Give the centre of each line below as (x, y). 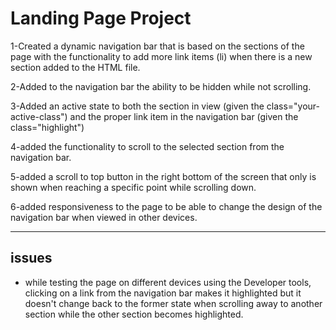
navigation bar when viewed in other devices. (104, 217)
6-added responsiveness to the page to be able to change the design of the (166, 206)
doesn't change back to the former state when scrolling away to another (173, 303)
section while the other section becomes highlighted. (134, 314)
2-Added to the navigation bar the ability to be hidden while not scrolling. (161, 86)
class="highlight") (47, 127)
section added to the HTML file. (75, 67)
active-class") (39, 116)
